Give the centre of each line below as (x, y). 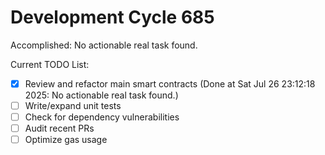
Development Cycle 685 (112, 17)
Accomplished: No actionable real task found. (104, 45)
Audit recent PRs (59, 128)
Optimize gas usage (66, 140)
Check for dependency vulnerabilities (102, 117)
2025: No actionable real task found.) (101, 95)
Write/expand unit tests (73, 105)
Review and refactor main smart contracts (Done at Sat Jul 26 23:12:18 (170, 83)
